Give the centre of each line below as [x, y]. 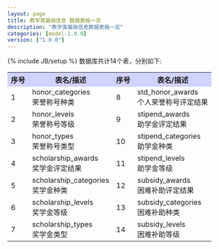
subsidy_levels [161, 224]
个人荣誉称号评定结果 [173, 102]
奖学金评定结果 [57, 169]
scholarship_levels [63, 202]
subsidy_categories [170, 202]
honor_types [53, 136]
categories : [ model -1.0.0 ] [47, 34]
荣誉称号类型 [54, 147]
